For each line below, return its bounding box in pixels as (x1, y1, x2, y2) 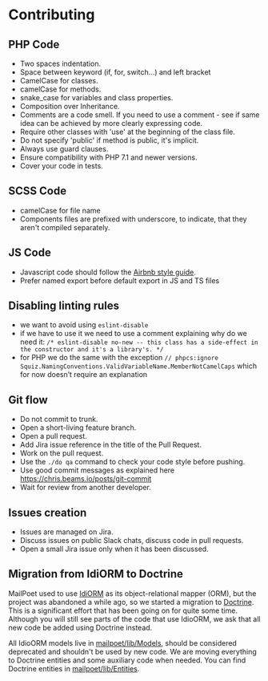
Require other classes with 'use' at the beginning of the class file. (19, 127, 236, 136)
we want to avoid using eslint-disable (19, 320, 149, 330)
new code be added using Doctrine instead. (8, 622, 153, 632)
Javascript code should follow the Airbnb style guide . (19, 267, 196, 277)
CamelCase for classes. (19, 76, 98, 85)
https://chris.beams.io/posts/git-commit (19, 474, 152, 484)
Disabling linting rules (8, 299, 120, 313)
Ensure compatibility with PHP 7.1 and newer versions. (19, 152, 198, 162)
